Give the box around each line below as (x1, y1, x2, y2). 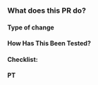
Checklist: (7, 55, 39, 63)
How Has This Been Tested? (7, 39, 92, 48)
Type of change (7, 23, 54, 32)
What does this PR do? (7, 6, 87, 15)
